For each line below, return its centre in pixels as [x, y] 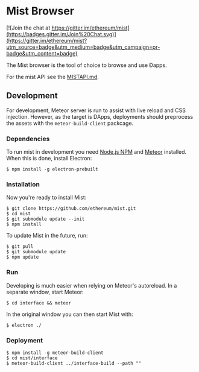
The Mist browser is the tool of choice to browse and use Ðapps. [87, 65]
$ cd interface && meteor [39, 303]
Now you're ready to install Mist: [46, 198]
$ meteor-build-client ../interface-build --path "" [74, 363]
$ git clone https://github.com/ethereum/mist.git [71, 209]
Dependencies [28, 139]
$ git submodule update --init [46, 219]
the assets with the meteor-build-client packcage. [70, 123]
